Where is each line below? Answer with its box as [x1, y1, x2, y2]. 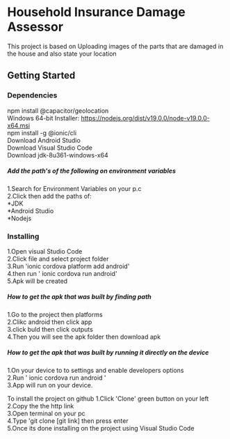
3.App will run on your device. [7, 380, 93, 389]
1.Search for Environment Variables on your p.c [7, 184, 142, 192]
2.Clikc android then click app [7, 318, 92, 326]
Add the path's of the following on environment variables [7, 167, 176, 175]
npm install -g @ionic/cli [7, 128, 77, 137]
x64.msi [7, 121, 30, 130]
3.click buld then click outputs [7, 325, 94, 333]
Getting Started [7, 70, 76, 82]
